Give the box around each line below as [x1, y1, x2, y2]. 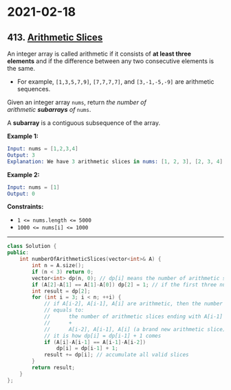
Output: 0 [7, 190, 36, 197]
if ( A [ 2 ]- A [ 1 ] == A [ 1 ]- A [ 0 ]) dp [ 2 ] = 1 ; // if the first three [32, 281, 217, 288]
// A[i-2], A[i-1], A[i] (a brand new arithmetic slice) [43, 325, 226, 333]
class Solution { [7, 243, 57, 250]
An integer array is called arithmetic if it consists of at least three [7, 49, 191, 58]
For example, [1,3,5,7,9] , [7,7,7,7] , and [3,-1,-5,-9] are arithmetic [16, 78, 214, 86]
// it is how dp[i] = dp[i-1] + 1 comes [43, 332, 162, 339]
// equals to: [43, 307, 85, 314]
